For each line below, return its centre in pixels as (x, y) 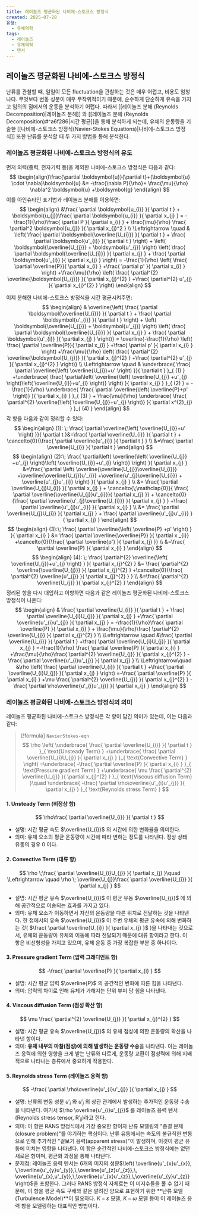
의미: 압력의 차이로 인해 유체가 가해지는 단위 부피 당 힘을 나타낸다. (91, 990)
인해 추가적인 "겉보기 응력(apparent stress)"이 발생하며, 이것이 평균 (105, 1141)
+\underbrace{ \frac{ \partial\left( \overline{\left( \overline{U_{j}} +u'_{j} (100, 376)
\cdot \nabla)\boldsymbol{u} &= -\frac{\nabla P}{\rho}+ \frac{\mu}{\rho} (100, 183)
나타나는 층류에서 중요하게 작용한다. (72, 1061)
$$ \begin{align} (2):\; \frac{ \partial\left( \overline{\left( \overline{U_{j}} (100, 456)
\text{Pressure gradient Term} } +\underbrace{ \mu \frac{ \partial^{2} (107, 770)
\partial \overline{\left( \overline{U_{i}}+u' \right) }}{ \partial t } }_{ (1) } (100, 370)
